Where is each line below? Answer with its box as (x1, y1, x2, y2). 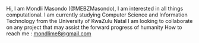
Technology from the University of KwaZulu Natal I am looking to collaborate (6, 18, 193, 24)
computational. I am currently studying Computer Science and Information (6, 11, 188, 18)
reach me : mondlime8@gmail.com (6, 30, 91, 37)
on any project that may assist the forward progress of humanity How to (6, 24, 182, 31)
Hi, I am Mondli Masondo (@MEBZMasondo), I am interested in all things (6, 5, 184, 12)
